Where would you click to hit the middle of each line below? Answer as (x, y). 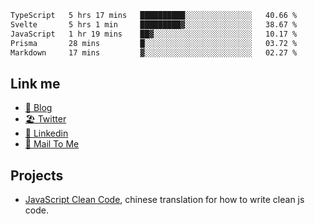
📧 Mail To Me (52, 144)
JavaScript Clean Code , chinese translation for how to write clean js (164, 199)
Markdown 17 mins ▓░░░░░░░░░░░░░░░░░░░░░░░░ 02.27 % (154, 52)
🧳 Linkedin (46, 133)
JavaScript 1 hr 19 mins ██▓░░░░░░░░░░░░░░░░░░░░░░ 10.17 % (154, 34)
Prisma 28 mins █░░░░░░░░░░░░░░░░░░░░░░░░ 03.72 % (154, 43)
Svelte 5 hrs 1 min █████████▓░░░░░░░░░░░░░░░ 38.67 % (154, 24)
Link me (35, 83)
